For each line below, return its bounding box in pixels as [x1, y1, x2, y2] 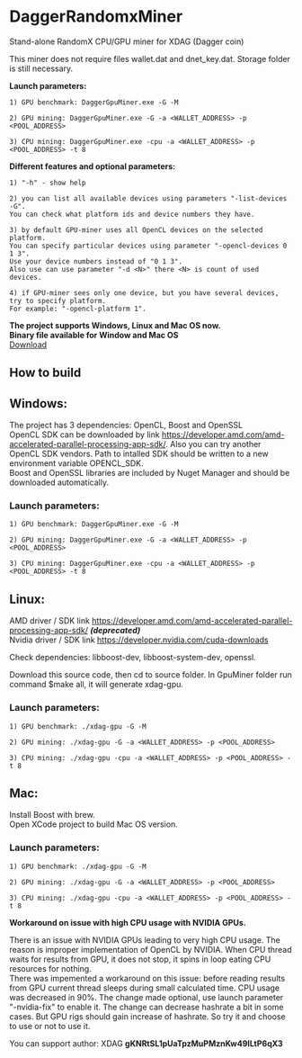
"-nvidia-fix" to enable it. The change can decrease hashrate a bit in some [9, 1001, 285, 1012]
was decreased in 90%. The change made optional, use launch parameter [9, 991, 284, 1002]
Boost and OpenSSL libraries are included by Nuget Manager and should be [9, 468, 290, 479]
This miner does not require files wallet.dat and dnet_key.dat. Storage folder [9, 53, 290, 64]
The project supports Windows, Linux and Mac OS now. [9, 319, 222, 330]
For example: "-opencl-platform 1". [9, 304, 147, 313]
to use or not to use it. [9, 1020, 91, 1031]
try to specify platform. [9, 296, 106, 305]
